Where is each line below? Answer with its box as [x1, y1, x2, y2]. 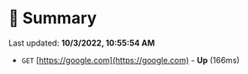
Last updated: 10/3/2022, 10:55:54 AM [8, 37, 155, 48]
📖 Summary [8, 8, 97, 29]
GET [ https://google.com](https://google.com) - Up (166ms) [21, 54, 240, 65]
